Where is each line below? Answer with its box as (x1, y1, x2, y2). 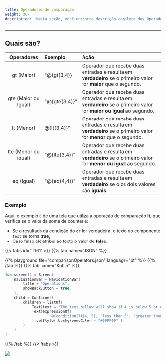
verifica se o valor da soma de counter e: (5, 218, 89, 224)
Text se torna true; (12, 233, 51, 239)
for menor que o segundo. (82, 134, 143, 141)
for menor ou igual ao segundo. (82, 160, 157, 167)
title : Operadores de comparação (5, 7, 74, 12)
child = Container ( (14, 295, 54, 300)
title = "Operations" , (23, 281, 70, 286)
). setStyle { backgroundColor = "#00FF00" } (31, 318, 123, 323)
